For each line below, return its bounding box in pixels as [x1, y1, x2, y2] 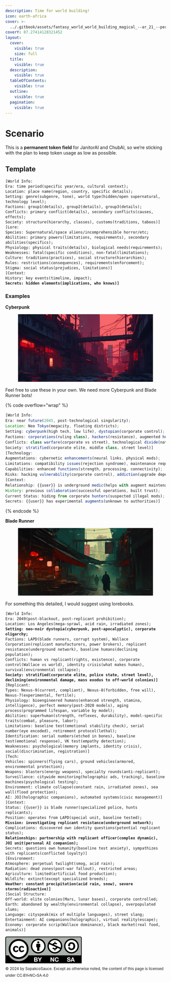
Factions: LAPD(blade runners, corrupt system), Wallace [5, 637, 129, 642]
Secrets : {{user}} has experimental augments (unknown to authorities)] [5, 499, 160, 504]
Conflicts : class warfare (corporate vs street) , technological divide [5, 440, 158, 445]
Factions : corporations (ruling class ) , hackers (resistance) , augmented [5, 434, 160, 440]
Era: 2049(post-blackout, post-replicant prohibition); [5, 616, 126, 622]
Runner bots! [5, 393, 33, 399]
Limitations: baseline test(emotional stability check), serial [5, 723, 145, 729]
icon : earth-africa [5, 13, 47, 19]
